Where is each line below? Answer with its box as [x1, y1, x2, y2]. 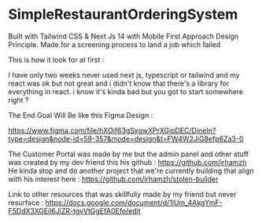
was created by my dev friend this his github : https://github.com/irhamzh [8, 157, 247, 166]
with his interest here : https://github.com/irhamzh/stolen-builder [8, 174, 219, 184]
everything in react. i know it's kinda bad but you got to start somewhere [8, 86, 244, 96]
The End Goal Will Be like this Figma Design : [8, 110, 153, 119]
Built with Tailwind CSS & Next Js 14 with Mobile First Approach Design [8, 31, 239, 41]
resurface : [8, 198, 44, 207]
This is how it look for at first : [8, 55, 105, 64]
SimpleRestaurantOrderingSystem [8, 5, 238, 24]
